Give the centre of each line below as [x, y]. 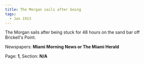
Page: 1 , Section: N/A [26, 56]
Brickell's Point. [21, 37]
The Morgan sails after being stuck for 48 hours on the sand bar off [72, 32]
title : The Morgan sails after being [43, 9]
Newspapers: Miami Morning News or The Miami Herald [62, 47]
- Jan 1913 [20, 18]
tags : [10, 14]
